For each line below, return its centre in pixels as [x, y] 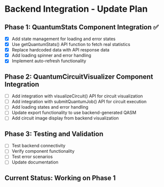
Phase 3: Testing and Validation [54, 134]
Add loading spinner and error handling [51, 55]
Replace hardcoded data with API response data [61, 50]
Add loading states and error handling [50, 107]
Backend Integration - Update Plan [76, 9]
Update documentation [35, 162]
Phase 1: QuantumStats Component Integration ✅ [82, 27]
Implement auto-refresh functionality [49, 61]
